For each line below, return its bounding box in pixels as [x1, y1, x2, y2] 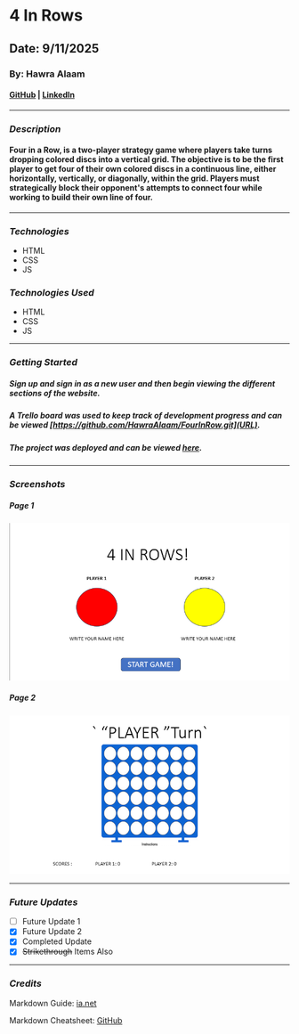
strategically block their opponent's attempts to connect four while [9, 183, 263, 193]
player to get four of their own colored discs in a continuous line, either [9, 164, 277, 175]
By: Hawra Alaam [9, 68, 86, 80]
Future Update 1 [21, 916, 81, 927]
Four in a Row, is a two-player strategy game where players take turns [9, 144, 273, 156]
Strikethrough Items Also [21, 946, 114, 957]
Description [9, 122, 61, 134]
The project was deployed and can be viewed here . [9, 442, 203, 452]
